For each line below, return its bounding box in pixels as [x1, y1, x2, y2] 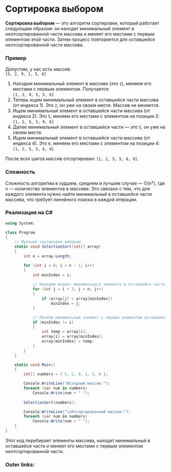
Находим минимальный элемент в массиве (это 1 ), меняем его [12, 80, 152, 87]
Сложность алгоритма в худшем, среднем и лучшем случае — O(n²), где [5, 180, 165, 186]
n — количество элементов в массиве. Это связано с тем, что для [5, 185, 150, 192]
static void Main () [14, 362, 56, 367]
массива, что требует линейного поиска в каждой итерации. [5, 196, 138, 203]
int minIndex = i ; [32, 272, 72, 278]
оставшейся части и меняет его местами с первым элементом [5, 443, 144, 449]
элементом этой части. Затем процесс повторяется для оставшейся [5, 36, 155, 42]
